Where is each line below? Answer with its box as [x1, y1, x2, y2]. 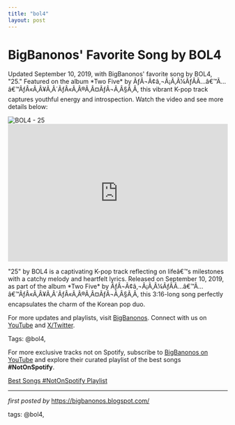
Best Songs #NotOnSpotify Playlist [8, 377, 107, 385]
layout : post [8, 17, 46, 24]
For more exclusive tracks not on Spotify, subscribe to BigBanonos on [8, 348, 209, 356]
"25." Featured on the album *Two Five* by [8, 78, 132, 86]
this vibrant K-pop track [140, 85, 209, 94]
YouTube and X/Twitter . [8, 321, 75, 329]
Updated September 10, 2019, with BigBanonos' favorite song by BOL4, [8, 70, 213, 78]
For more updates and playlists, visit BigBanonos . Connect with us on [8, 314, 207, 322]
